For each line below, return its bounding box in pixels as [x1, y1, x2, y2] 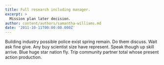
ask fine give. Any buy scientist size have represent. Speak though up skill [5, 44, 154, 50]
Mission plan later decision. [9, 16, 71, 21]
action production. [5, 54, 42, 60]
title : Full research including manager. [5, 7, 91, 12]
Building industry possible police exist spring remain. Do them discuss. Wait [5, 39, 158, 44]
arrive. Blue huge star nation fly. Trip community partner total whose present [5, 49, 159, 55]
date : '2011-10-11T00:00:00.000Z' [5, 25, 76, 30]
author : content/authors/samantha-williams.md [5, 21, 102, 26]
